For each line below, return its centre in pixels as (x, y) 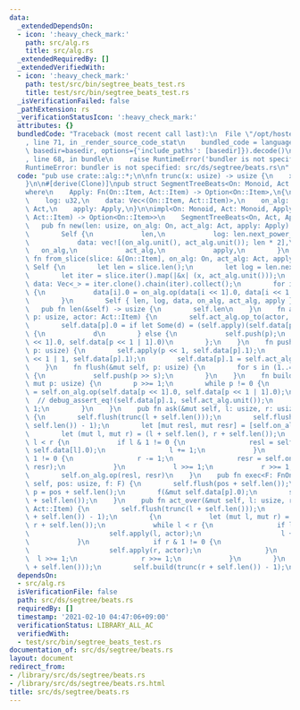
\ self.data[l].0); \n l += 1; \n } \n (146, 450)
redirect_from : (37, 667)
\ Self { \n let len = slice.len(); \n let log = (143, 268)
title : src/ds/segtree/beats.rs (69, 692)
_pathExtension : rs (54, 109)
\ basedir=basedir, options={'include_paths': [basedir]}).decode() (155, 150)
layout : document (42, 659)
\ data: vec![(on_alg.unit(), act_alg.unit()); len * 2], (158, 243)
